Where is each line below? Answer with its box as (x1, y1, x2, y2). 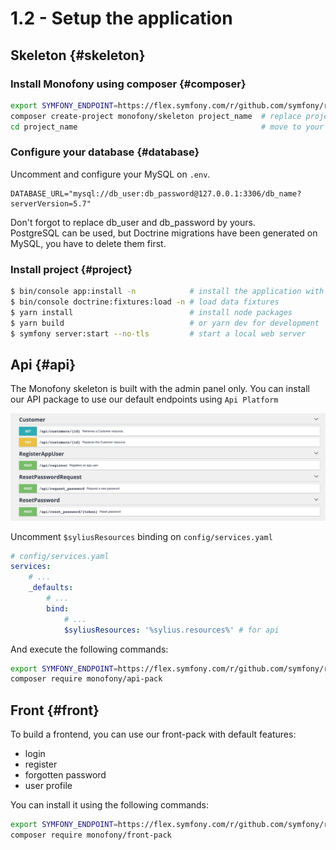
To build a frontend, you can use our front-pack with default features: (10, 728, 297, 741)
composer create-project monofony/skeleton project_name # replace (10, 111, 302, 121)
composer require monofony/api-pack (10, 674, 163, 684)
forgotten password (24, 769, 107, 781)
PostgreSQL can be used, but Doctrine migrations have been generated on (10, 227, 318, 239)
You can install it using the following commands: (10, 799, 210, 811)
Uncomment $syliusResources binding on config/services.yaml (10, 530, 273, 542)
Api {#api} (10, 356, 77, 373)
